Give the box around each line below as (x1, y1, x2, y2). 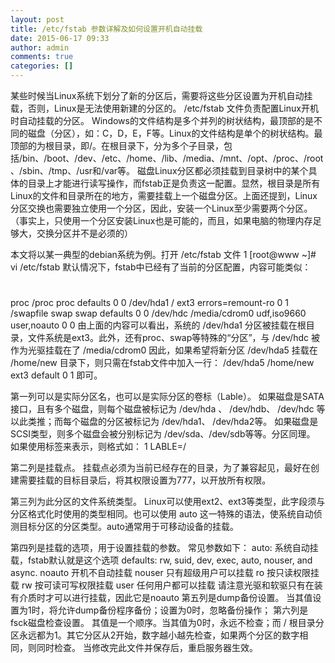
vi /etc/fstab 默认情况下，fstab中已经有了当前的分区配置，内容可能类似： (10, 261, 312, 273)
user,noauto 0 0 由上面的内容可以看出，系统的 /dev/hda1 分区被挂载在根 (10, 319, 307, 331)
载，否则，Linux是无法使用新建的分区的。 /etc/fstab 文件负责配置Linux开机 (10, 102, 319, 114)
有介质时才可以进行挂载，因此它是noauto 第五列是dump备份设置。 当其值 (10, 592, 313, 604)
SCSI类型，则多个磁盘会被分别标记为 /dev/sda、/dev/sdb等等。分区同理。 (10, 428, 316, 440)
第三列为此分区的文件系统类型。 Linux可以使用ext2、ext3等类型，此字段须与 (10, 496, 326, 508)
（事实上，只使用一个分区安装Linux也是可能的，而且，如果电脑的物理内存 (10, 215, 313, 226)
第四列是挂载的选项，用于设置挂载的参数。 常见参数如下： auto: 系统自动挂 (10, 542, 319, 554)
